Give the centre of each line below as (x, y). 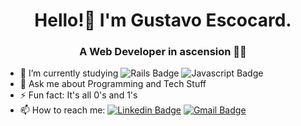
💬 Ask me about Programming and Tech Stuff (113, 84)
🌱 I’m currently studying (69, 73)
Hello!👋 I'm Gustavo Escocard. (163, 20)
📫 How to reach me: (62, 110)
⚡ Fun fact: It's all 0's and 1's (78, 95)
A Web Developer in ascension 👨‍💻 (163, 52)
